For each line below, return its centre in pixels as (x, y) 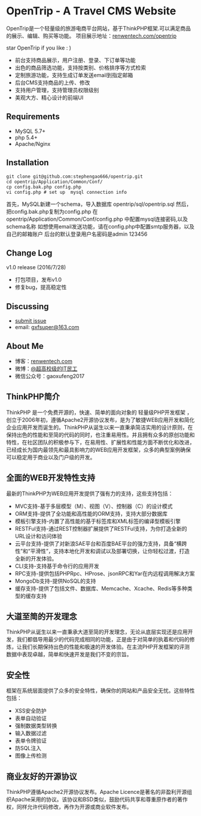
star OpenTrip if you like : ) (39, 48)
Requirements (33, 117)
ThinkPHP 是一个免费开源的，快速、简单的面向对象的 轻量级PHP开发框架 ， (99, 412)
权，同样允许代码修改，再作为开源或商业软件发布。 (69, 807)
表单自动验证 (31, 718)
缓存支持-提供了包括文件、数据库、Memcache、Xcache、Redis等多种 (101, 588)
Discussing (28, 306)
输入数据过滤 (31, 733)
